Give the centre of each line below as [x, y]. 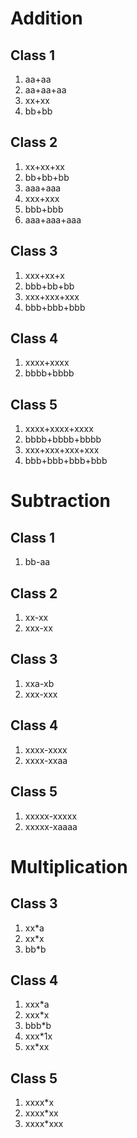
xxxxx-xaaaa [51, 826]
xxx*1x [38, 1036]
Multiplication [69, 866]
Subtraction [60, 501]
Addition [46, 18]
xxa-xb [39, 683]
